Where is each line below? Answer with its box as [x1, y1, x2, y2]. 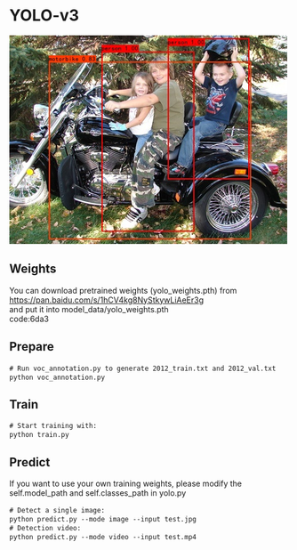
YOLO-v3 [9, 5, 80, 26]
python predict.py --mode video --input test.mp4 [9, 533, 197, 542]
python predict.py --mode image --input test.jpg [9, 515, 197, 524]
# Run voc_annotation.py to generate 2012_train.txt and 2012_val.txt [9, 364, 277, 373]
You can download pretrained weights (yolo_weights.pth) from [9, 285, 237, 295]
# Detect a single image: [9, 506, 105, 515]
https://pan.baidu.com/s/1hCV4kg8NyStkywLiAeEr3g [9, 295, 205, 305]
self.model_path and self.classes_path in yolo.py [9, 488, 187, 498]
